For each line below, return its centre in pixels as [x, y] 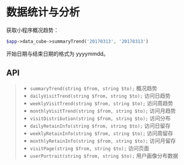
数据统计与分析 [43, 12]
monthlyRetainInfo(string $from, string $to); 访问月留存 [103, 140]
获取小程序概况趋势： [32, 30]
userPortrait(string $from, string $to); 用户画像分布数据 [104, 155]
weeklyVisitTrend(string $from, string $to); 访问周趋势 [102, 103]
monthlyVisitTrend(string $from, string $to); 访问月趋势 [103, 110]
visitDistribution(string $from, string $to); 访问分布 [100, 118]
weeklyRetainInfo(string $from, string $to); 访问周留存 [102, 133]
